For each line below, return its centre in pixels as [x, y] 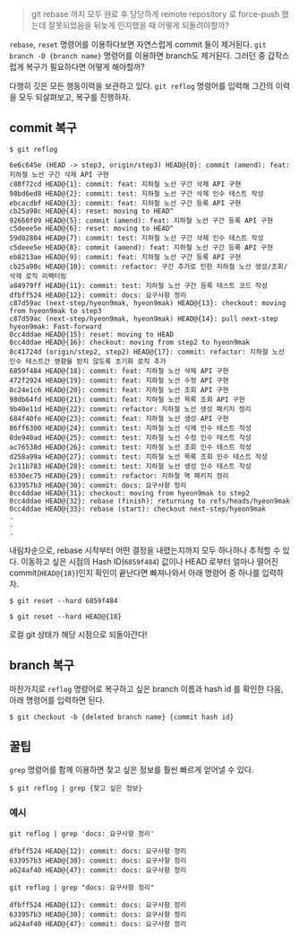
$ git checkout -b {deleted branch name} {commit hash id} [122, 717]
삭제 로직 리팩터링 [38, 276]
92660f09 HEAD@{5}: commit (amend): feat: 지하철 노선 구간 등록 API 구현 [141, 220]
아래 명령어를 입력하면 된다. [57, 700]
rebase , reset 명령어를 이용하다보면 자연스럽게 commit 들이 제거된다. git [138, 44]
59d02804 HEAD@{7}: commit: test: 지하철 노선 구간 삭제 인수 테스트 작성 [137, 238]
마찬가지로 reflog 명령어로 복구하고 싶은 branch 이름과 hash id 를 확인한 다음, [146, 688]
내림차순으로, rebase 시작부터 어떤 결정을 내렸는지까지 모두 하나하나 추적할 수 [145, 550]
